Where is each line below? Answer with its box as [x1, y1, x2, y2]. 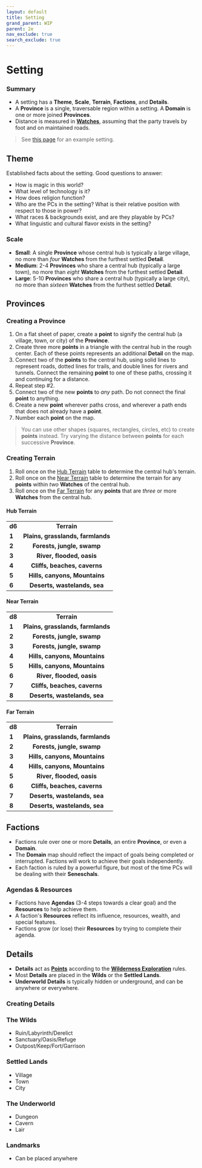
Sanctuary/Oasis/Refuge [15, 1036, 77, 1043]
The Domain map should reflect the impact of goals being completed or [15, 851, 194, 858]
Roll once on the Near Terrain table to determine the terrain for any [15, 474, 181, 482]
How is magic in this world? [15, 181, 83, 188]
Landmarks [6, 1141, 41, 1149]
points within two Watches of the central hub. [15, 480, 131, 488]
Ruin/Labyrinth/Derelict [15, 1029, 73, 1037]
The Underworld [6, 1099, 56, 1107]
